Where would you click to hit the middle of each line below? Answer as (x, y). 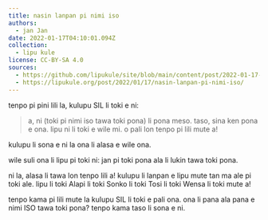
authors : (23, 23)
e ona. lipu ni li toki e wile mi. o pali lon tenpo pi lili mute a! (122, 129)
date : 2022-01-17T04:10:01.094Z (62, 38)
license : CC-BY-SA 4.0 (46, 61)
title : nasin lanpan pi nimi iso (64, 16)
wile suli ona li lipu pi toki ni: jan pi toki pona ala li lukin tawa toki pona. (123, 159)
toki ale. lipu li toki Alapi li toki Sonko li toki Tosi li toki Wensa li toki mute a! (130, 183)
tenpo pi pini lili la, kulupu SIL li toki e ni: (74, 105)
